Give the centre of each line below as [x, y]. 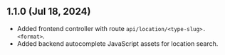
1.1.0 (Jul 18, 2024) [49, 12]
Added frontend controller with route [71, 28]
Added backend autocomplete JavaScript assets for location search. [117, 43]
